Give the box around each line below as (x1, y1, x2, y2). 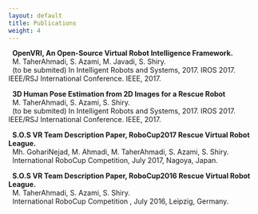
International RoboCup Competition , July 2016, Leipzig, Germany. (11, 196, 229, 206)
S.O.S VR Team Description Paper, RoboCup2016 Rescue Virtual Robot (11, 171, 251, 180)
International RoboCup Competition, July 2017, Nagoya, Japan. (11, 156, 218, 165)
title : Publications (8, 19, 77, 27)
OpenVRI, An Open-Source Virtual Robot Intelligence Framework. (11, 49, 233, 58)
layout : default (8, 11, 62, 20)
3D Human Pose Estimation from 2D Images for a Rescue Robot (11, 89, 226, 99)
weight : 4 (8, 26, 42, 34)
